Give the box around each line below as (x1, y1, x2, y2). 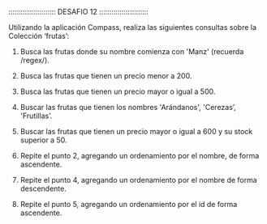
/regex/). (19, 56, 50, 65)
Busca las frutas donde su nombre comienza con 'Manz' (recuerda (19, 47, 244, 56)
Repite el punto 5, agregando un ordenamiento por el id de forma (19, 200, 238, 209)
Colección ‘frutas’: (8, 32, 70, 40)
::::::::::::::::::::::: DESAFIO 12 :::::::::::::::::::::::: (8, 7, 149, 16)
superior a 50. (19, 135, 67, 145)
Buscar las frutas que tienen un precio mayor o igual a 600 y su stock (19, 127, 253, 136)
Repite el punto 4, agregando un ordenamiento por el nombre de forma (19, 175, 257, 184)
